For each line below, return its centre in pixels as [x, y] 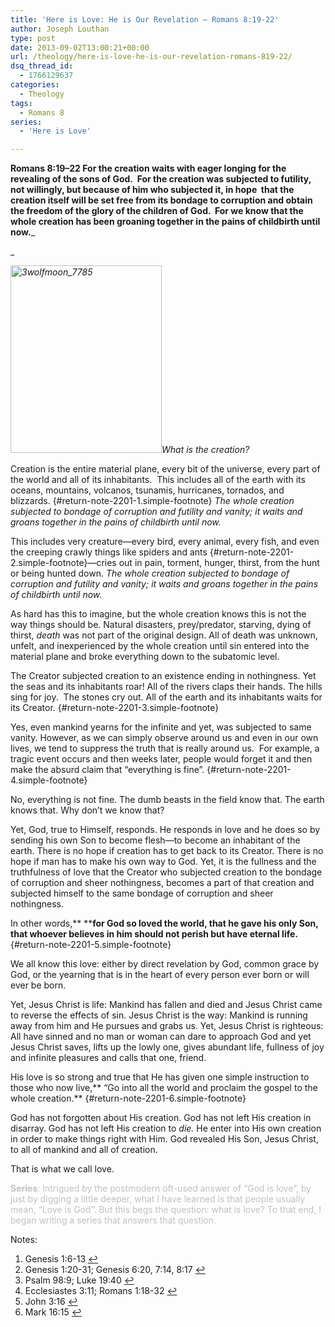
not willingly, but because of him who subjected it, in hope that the [152, 190]
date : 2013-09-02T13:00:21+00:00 [80, 47]
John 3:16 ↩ [51, 1302]
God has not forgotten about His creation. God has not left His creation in [161, 1118]
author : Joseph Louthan [60, 29]
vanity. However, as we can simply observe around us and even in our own [164, 738]
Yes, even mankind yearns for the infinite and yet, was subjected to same [161, 727]
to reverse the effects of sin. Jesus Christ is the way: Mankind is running [159, 1015]
